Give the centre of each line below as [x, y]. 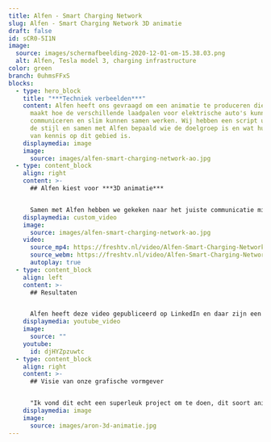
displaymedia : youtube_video [72, 322]
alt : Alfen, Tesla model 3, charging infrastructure [106, 61]
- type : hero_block [48, 91]
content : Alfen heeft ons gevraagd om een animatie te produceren [137, 106]
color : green [30, 69]
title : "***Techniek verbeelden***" [85, 98]
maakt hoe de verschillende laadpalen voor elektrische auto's [138, 114]
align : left [43, 277]
